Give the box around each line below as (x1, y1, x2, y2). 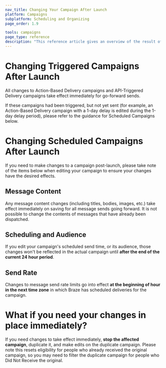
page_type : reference (5, 35, 50, 40)
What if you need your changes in (5, 310, 146, 321)
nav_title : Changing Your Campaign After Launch (5, 7, 107, 12)
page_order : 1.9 (5, 21, 39, 26)
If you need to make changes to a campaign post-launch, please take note (5, 162, 157, 168)
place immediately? (5, 320, 87, 331)
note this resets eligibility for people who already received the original (5, 347, 147, 353)
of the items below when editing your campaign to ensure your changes (5, 167, 152, 173)
